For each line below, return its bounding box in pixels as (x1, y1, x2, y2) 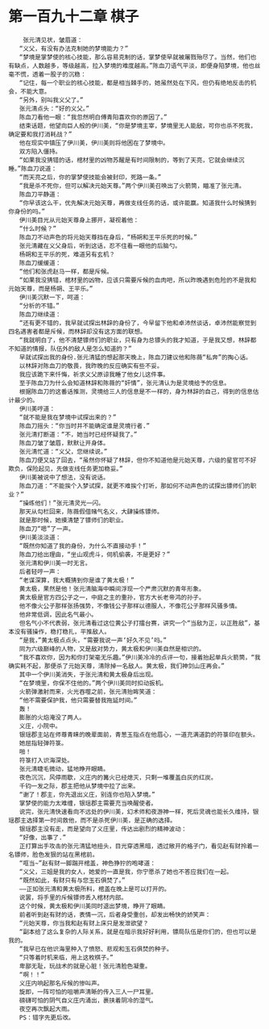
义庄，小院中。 (19, 722, 62, 730)
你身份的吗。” (8, 207, 46, 215)
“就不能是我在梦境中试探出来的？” (19, 413, 117, 421)
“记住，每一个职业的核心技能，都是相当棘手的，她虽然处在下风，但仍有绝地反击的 (19, 78, 251, 87)
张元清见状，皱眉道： (23, 36, 83, 44)
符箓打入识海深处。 (19, 756, 74, 764)
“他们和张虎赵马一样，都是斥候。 (19, 267, 114, 275)
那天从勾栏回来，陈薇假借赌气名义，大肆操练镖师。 (19, 508, 163, 516)
